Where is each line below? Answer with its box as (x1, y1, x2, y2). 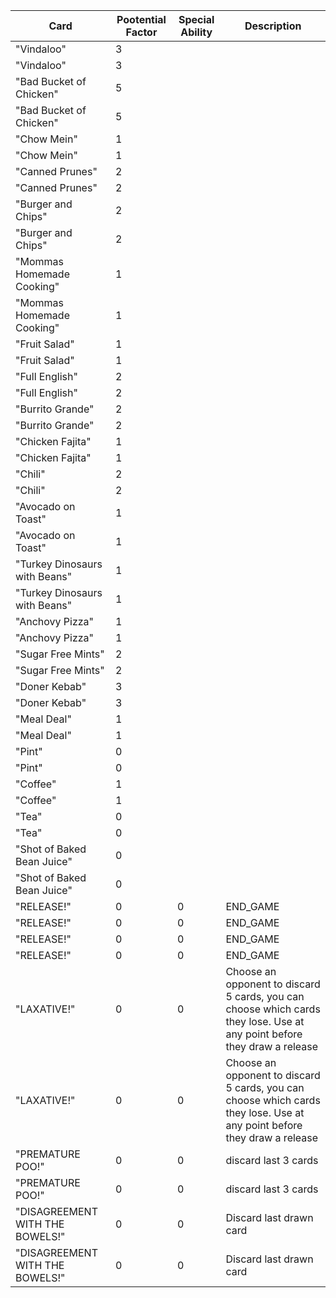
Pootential (116, 13, 167, 26)
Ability (180, 25, 213, 39)
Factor (125, 25, 158, 39)
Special (178, 13, 215, 26)
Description (244, 19, 302, 33)
